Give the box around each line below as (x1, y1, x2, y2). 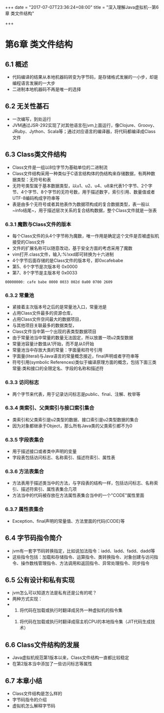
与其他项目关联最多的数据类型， (12, 323, 77, 328)
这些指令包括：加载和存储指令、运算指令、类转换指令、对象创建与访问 (12, 554, 154, 560)
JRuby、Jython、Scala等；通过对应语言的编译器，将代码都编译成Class (12, 128, 156, 134)
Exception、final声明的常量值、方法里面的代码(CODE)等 (12, 518, 125, 524)
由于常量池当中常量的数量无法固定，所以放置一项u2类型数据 (12, 335, 134, 341)
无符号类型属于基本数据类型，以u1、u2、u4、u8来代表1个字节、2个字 (12, 182, 153, 188)
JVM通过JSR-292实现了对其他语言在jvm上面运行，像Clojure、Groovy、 (12, 122, 157, 128)
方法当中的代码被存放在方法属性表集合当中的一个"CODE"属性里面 (12, 492, 144, 498)
